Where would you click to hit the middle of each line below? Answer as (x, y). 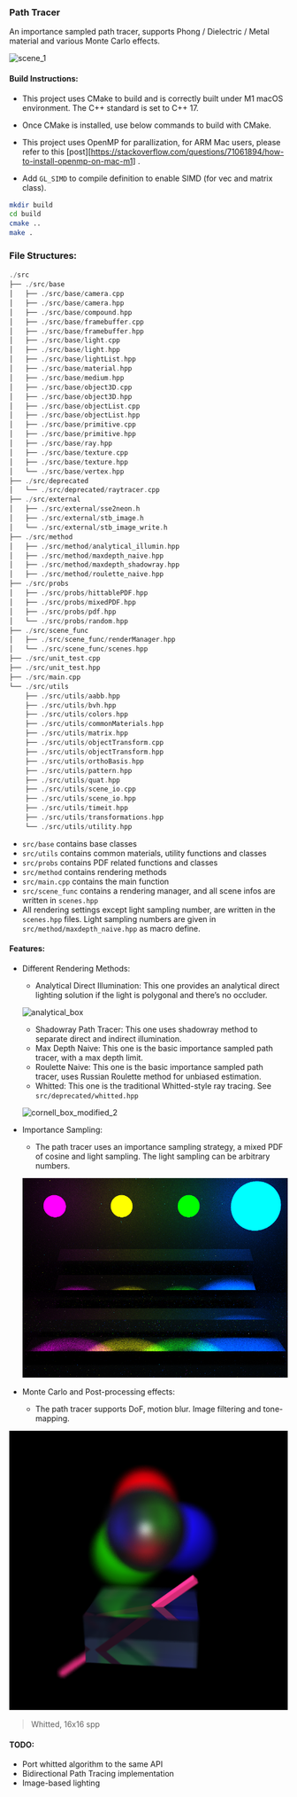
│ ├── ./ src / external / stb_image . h (76, 519)
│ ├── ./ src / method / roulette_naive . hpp (87, 574)
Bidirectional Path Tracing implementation (98, 1774)
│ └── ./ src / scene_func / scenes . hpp (79, 649)
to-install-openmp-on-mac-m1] (79, 160)
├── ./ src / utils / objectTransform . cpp (95, 743)
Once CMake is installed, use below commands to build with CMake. (147, 125)
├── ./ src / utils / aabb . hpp (73, 696)
